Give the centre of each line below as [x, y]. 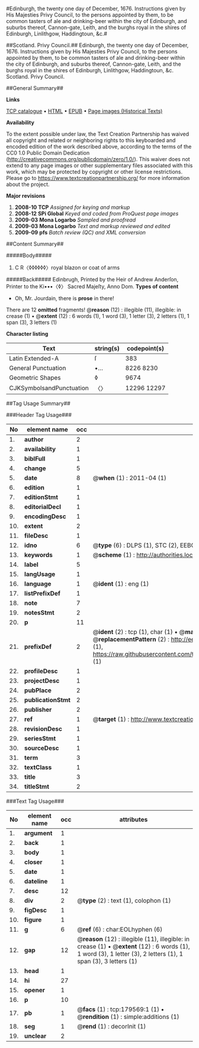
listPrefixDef [43, 593]
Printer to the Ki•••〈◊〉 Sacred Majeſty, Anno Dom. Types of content [92, 286]
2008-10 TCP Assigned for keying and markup [72, 207]
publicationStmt [48, 700]
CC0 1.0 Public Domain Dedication [48, 153]
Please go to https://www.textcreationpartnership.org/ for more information [98, 178]
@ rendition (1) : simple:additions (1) [128, 1017]
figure [33, 920]
